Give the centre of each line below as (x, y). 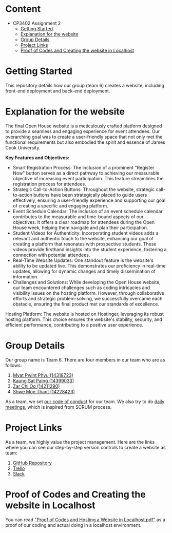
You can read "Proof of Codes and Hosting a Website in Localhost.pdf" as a (85, 520)
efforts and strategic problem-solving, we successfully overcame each (88, 298)
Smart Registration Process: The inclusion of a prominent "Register (83, 167)
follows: (14, 365)
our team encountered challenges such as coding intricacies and (81, 288)
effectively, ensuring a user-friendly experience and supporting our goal (89, 200)
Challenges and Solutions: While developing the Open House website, (87, 282)
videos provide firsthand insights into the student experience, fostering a (90, 249)
